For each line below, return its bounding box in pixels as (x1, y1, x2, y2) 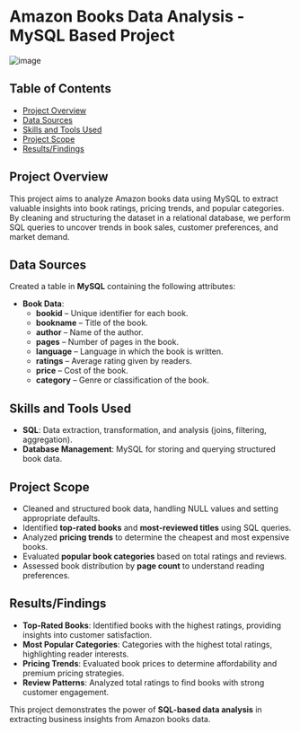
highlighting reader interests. (22, 649, 129, 659)
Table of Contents (9, 81, 112, 96)
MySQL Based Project (9, 25, 175, 46)
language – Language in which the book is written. (35, 346, 224, 357)
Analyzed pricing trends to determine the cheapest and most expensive (22, 532, 290, 543)
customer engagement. (22, 686, 110, 697)
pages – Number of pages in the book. (35, 337, 180, 348)
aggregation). (22, 434, 74, 446)
